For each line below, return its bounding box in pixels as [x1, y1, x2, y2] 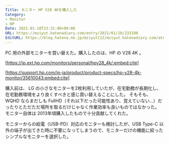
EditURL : [5, 36, 24, 41]
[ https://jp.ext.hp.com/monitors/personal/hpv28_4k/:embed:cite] [5, 60, 139, 66]
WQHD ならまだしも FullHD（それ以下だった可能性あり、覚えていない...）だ [5, 97, 162, 103]
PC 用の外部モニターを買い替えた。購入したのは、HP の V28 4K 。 [5, 50, 144, 56]
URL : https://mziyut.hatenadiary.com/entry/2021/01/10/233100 [5, 31, 138, 36]
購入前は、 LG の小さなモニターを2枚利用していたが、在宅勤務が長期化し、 [5, 85, 161, 91]
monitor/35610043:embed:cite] [5, 75, 70, 81]
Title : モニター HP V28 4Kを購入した [5, 7, 77, 13]
